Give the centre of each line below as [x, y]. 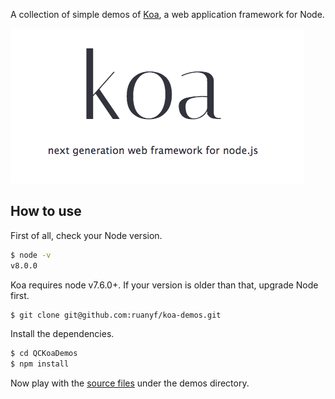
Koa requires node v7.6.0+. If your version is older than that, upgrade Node [164, 285]
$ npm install [40, 364]
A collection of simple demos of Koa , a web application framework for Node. [167, 14]
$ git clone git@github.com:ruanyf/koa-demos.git [116, 315]
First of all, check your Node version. [86, 235]
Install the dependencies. [62, 334]
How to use [46, 211]
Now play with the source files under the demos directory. [130, 383]
